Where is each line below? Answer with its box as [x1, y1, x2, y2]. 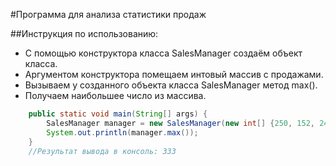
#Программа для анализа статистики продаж [10, 9, 207, 20]
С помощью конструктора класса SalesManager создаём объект [24, 47, 303, 59]
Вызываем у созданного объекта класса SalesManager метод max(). [24, 79, 318, 91]
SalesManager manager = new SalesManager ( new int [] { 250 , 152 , [46, 118, 315, 128]
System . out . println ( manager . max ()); [46, 127, 199, 138]
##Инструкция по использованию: [10, 28, 159, 39]
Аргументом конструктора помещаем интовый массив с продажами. [24, 69, 324, 80]
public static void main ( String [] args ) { [28, 109, 208, 119]
